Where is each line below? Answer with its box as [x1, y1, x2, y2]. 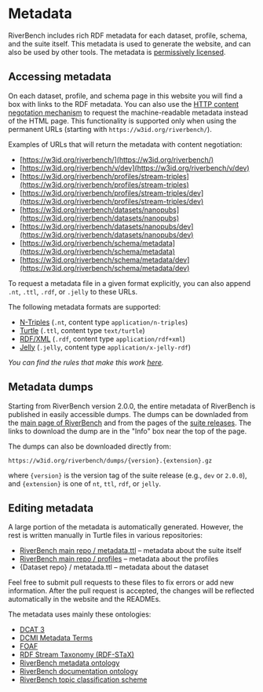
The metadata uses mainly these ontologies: [8, 610, 152, 619]
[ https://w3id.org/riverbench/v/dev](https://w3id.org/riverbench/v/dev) [19, 163, 250, 173]
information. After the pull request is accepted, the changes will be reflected [8, 586, 255, 595]
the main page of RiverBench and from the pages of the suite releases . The [8, 418, 252, 427]
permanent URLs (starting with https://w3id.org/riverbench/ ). [8, 124, 212, 134]
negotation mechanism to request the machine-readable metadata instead [8, 108, 249, 117]
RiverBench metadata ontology [19, 658, 120, 668]
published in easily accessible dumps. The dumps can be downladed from [8, 409, 249, 419]
